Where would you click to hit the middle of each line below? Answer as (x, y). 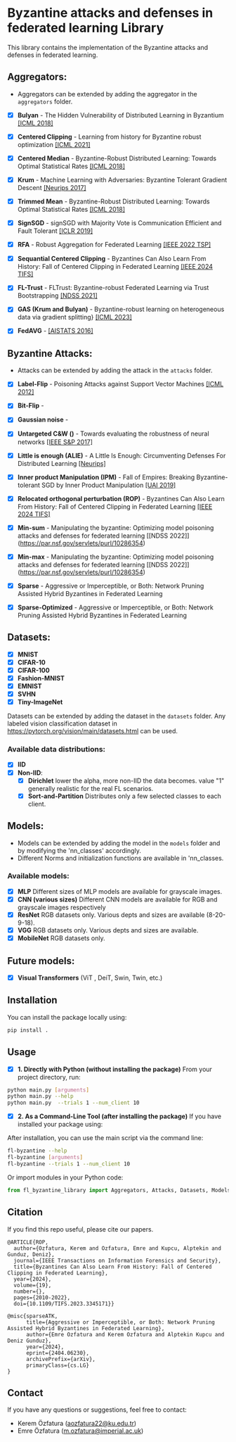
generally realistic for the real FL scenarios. (91, 788)
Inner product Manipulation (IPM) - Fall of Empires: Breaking (106, 477)
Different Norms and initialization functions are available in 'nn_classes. (120, 858)
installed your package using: (60, 1125)
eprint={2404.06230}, (58, 1353)
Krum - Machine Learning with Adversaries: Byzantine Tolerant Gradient (122, 179)
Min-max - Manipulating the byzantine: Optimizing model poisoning (116, 557)
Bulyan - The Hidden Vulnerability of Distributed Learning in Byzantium (120, 115)
